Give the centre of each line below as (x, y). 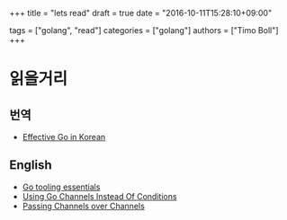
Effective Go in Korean (64, 137)
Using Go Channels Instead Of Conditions (99, 196)
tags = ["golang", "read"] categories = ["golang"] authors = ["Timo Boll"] (144, 30)
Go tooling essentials (61, 187)
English (31, 165)
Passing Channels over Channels (84, 206)
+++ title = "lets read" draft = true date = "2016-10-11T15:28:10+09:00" (141, 13)
